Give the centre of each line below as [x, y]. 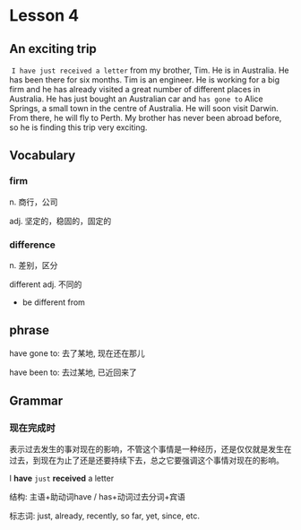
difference [33, 245]
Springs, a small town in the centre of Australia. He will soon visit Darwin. [144, 108]
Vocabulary [43, 156]
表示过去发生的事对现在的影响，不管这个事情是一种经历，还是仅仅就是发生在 [150, 449]
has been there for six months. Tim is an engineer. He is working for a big [145, 80]
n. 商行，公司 [34, 202]
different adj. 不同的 [46, 284]
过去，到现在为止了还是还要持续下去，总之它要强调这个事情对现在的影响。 [146, 460]
